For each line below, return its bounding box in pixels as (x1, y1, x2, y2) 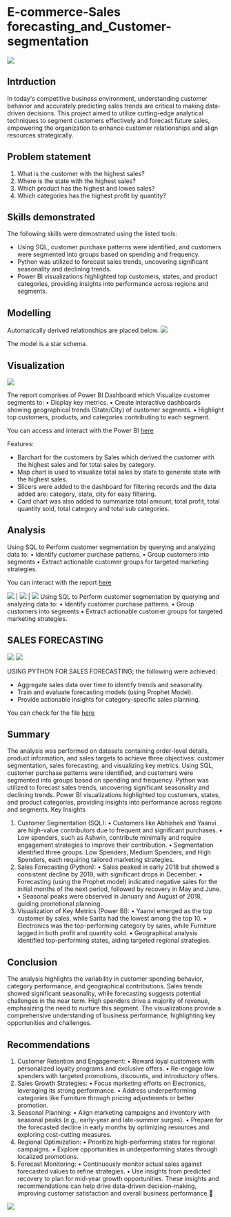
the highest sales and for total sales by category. (17, 461, 156, 468)
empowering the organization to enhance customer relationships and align (7, 124, 219, 132)
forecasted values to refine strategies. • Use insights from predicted (17, 1167, 212, 1176)
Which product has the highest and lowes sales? (17, 184, 155, 192)
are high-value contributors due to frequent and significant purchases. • (17, 826, 223, 834)
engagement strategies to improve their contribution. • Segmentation (17, 841, 214, 850)
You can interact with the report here (7, 578, 112, 586)
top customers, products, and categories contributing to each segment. (7, 413, 210, 421)
